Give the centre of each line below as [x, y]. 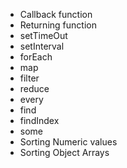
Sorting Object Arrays [64, 152]
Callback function [56, 14]
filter [29, 78]
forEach [36, 57]
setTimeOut [43, 35]
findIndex [39, 120]
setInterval [42, 46]
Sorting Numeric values [68, 142]
